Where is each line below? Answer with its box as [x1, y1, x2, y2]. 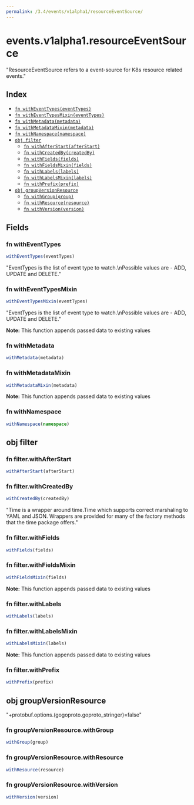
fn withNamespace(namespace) [14, 131, 86, 137]
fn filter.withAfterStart [6, 455, 72, 463]
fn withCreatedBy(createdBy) [23, 150, 95, 156]
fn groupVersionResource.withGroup [6, 726, 114, 734]
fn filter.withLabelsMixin [6, 627, 78, 635]
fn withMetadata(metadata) [14, 119, 81, 124]
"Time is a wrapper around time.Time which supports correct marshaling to [6, 507, 188, 514]
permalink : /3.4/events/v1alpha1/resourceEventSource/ [6, 8, 143, 15]
